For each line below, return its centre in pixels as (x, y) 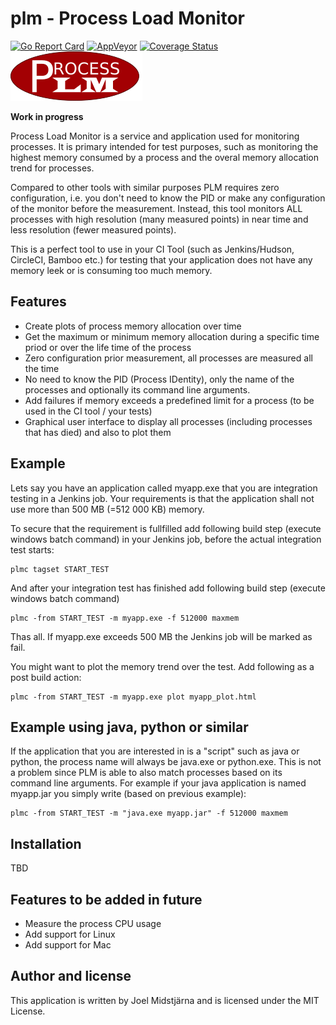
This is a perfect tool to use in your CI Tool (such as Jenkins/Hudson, (152, 249)
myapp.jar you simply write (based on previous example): (128, 794)
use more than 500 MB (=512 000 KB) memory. (107, 509)
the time (42, 368)
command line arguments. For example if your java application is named (158, 783)
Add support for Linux (70, 934)
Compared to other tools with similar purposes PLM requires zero (145, 187)
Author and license (71, 976)
